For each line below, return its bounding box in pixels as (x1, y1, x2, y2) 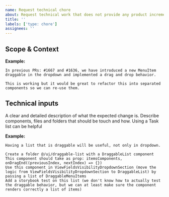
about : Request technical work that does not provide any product (5, 12, 147, 17)
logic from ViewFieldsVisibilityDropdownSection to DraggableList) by (5, 169, 156, 174)
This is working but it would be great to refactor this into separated (5, 81, 161, 86)
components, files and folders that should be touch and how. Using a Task (5, 118, 159, 124)
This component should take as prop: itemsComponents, (5, 156, 123, 161)
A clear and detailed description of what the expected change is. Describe (5, 112, 159, 118)
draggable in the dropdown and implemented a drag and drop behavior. (5, 72, 156, 77)
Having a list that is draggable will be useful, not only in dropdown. (5, 143, 161, 148)
